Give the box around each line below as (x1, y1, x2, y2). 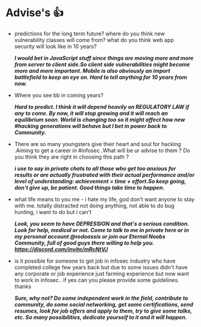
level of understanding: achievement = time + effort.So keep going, (14, 177, 187, 185)
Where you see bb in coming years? (14, 91, 104, 99)
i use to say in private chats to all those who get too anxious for (14, 165, 176, 172)
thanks (14, 283, 31, 290)
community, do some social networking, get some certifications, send (14, 301, 193, 308)
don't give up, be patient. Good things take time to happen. (14, 184, 165, 191)
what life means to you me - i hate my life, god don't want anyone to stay (14, 195, 195, 203)
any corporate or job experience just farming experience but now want (14, 270, 190, 277)
